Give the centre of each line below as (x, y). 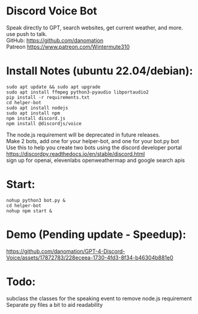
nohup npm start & (29, 211)
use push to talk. (27, 34)
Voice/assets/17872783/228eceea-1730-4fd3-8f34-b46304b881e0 (90, 257)
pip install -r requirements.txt (48, 97)
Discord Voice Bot (52, 11)
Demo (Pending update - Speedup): (96, 234)
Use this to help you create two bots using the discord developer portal (94, 147)
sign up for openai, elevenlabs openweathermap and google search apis (95, 160)
